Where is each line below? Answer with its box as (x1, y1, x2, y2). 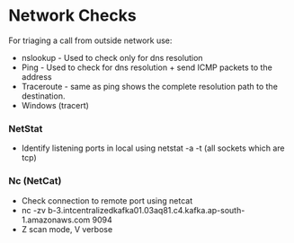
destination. (21, 91, 66, 101)
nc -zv (21, 204, 47, 215)
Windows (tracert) (21, 100, 89, 110)
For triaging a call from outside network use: (8, 35, 173, 46)
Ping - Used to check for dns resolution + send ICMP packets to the (21, 62, 273, 73)
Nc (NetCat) (8, 175, 62, 187)
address (21, 71, 52, 82)
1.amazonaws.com (21, 214, 91, 225)
